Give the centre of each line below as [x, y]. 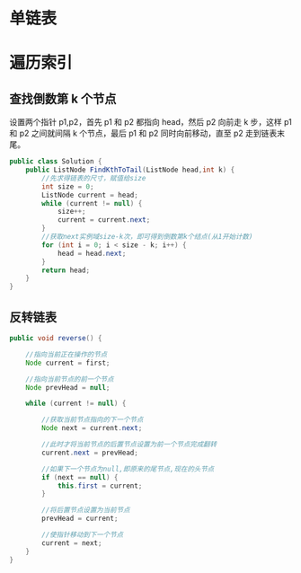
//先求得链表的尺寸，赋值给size [94, 178]
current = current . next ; [104, 220]
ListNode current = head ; [90, 195]
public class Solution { [56, 162]
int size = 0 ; [68, 186]
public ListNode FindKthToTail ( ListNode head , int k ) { [130, 170]
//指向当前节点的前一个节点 [70, 379]
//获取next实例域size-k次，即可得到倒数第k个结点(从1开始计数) [147, 237]
